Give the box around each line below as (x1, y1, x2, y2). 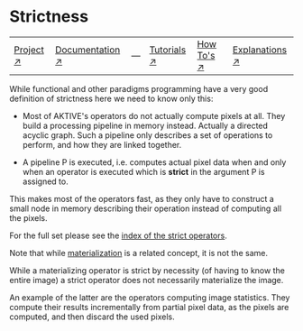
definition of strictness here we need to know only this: (9, 93, 214, 104)
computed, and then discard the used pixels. (9, 311, 175, 322)
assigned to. (22, 176, 69, 187)
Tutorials (149, 43, 187, 56)
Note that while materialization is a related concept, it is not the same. (9, 247, 269, 258)
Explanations (232, 43, 287, 56)
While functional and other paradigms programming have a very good (9, 83, 269, 94)
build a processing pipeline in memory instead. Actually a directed (22, 120, 269, 131)
